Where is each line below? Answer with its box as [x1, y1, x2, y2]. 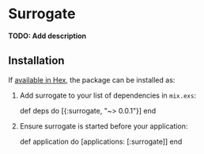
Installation [8, 54, 65, 67]
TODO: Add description [8, 31, 87, 40]
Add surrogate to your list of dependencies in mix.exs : [19, 90, 196, 100]
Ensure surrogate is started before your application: [19, 121, 188, 131]
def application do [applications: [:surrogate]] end [19, 137, 183, 146]
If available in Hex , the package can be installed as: [8, 75, 176, 84]
